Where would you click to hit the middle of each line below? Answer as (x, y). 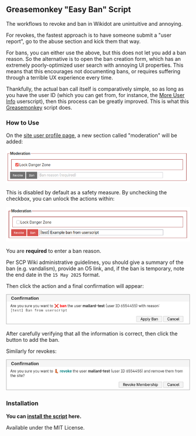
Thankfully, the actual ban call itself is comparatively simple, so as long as (95, 89)
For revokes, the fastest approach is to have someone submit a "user (89, 35)
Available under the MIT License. (45, 427)
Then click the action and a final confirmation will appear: (75, 286)
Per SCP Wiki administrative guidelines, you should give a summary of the (95, 262)
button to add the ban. (33, 340)
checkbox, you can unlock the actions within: (60, 199)
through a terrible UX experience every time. (60, 77)
